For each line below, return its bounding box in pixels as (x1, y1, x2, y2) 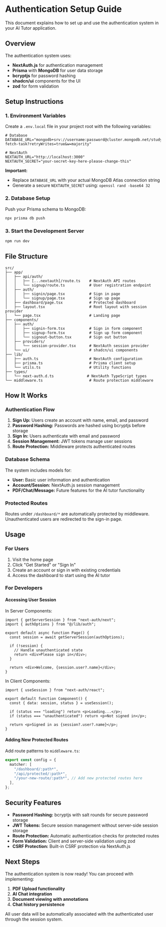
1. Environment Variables (5, 112, 66, 119)
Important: (5, 168, 28, 174)
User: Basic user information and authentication (12, 477, 110, 483)
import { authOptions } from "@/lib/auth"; (5, 621, 96, 626)
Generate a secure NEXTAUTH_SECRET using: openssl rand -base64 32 (12, 182, 151, 188)
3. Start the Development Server (5, 227, 84, 234)
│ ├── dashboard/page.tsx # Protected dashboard (5, 300, 136, 305)
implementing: (5, 876, 35, 882)
